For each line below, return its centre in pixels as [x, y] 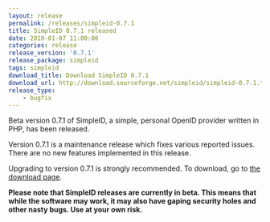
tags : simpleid [34, 68]
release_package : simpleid [53, 61]
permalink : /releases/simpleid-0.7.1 [72, 23]
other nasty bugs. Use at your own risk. [76, 210]
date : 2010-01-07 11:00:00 [53, 38]
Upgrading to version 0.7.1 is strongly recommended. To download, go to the [135, 168]
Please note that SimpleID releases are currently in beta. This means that [133, 192]
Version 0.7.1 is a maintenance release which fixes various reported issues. [132, 144]
